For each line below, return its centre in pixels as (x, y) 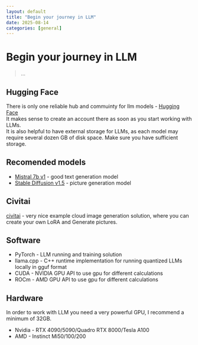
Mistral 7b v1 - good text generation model (66, 176)
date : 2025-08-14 (27, 22)
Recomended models (46, 162)
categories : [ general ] (34, 28)
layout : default (26, 11)
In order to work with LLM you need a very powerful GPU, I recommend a (95, 313)
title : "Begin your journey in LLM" (51, 17)
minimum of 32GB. (29, 318)
